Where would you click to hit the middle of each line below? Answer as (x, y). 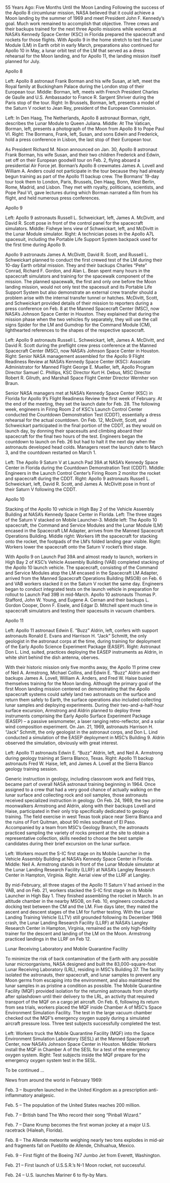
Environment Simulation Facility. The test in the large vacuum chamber (79, 1013)
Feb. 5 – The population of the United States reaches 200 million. (73, 1105)
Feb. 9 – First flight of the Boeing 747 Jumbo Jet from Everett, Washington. (83, 1155)
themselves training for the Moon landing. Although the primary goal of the (83, 684)
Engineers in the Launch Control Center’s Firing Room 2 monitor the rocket (83, 473)
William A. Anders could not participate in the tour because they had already (85, 171)
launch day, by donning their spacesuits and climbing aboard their (74, 431)
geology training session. (32, 769)
